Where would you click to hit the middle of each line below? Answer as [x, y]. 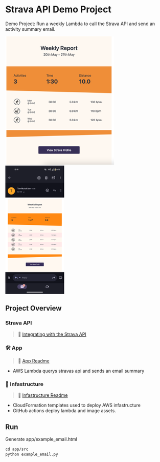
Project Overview [33, 308]
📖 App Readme [33, 361]
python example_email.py [32, 455]
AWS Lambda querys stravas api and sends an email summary [78, 371]
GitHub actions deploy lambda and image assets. [64, 411]
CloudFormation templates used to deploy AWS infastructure [76, 405]
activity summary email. [30, 29]
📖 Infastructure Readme [43, 395]
